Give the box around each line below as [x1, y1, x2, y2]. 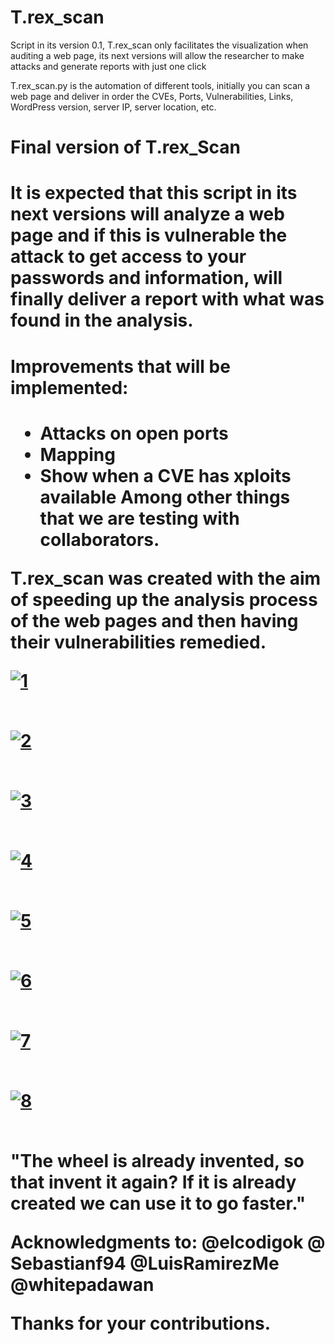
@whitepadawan [10, 1273, 155, 1296]
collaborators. [39, 528, 160, 551]
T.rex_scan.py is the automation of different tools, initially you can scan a [10, 79, 311, 91]
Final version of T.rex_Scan [10, 136, 242, 159]
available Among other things [39, 486, 291, 508]
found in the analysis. [10, 309, 194, 332]
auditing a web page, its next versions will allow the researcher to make [10, 49, 305, 61]
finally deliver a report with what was [10, 288, 325, 311]
